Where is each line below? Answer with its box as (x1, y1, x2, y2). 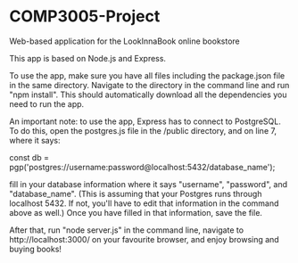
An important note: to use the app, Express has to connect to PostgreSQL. (9, 116, 281, 127)
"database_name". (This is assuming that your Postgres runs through (9, 188, 262, 199)
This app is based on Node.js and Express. (9, 53, 167, 63)
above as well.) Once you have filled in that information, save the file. (9, 207, 263, 218)
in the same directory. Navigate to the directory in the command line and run (9, 79, 290, 90)
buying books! (9, 243, 62, 254)
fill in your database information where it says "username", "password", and (9, 178, 288, 189)
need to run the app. (9, 98, 85, 109)
